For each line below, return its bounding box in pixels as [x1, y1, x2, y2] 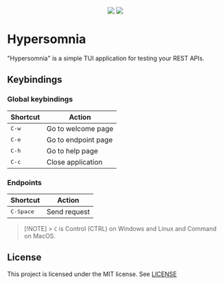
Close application [47, 157, 103, 166]
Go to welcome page [47, 123, 114, 133]
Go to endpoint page [47, 135, 113, 145]
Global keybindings [7, 95, 73, 104]
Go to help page [47, 146, 98, 156]
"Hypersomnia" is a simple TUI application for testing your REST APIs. [7, 54, 204, 62]
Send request [47, 207, 91, 216]
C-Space [10, 208, 34, 215]
